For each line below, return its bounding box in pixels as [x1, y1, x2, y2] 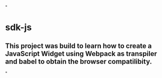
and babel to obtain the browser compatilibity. [5, 57, 152, 65]
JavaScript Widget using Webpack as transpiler [5, 49, 157, 58]
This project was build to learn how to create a [5, 41, 152, 50]
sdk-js [5, 22, 32, 33]
